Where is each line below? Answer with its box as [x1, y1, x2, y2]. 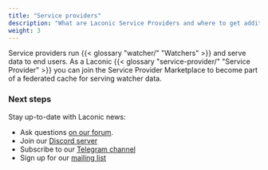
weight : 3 [8, 26, 41, 34]
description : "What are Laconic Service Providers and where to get [8, 19, 241, 27]
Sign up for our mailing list [19, 152, 106, 162]
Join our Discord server [19, 136, 98, 145]
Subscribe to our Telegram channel [19, 144, 136, 154]
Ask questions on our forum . [19, 127, 114, 136]
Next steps [8, 93, 52, 105]
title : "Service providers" [8, 11, 102, 20]
